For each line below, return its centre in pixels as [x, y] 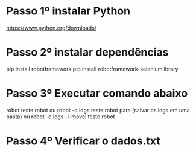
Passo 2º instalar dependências [87, 52]
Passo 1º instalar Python [68, 11]
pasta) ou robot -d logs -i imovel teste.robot [61, 117]
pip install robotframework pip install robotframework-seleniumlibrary [93, 69]
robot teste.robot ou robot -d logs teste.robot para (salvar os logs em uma [98, 110]
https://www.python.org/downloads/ [52, 28]
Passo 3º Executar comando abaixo [97, 93]
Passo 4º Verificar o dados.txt [84, 141]
